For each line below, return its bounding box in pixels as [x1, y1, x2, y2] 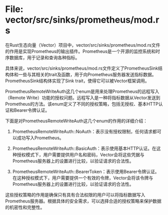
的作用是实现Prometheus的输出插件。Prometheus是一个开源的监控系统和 [5, 48, 156, 54]
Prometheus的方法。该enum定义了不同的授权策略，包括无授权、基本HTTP [5, 101, 158, 107]
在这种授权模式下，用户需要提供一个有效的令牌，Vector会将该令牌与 [12, 174, 153, 181]
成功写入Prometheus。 [16, 134, 64, 141]
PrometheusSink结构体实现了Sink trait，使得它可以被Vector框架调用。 [5, 78, 149, 84]
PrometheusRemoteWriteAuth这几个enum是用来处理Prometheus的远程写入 [5, 88, 159, 94]
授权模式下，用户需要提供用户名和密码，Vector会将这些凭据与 [16, 151, 145, 157]
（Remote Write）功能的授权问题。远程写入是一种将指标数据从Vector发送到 [5, 94, 161, 101]
